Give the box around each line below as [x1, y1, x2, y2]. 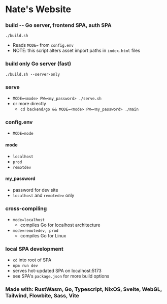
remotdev [12, 165, 31, 170]
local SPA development [5, 246, 63, 252]
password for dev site [12, 187, 58, 193]
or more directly [12, 101, 47, 107]
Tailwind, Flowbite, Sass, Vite [5, 292, 80, 299]
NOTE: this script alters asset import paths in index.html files [12, 47, 141, 54]
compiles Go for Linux [20, 233, 66, 239]
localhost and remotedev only [12, 192, 75, 198]
